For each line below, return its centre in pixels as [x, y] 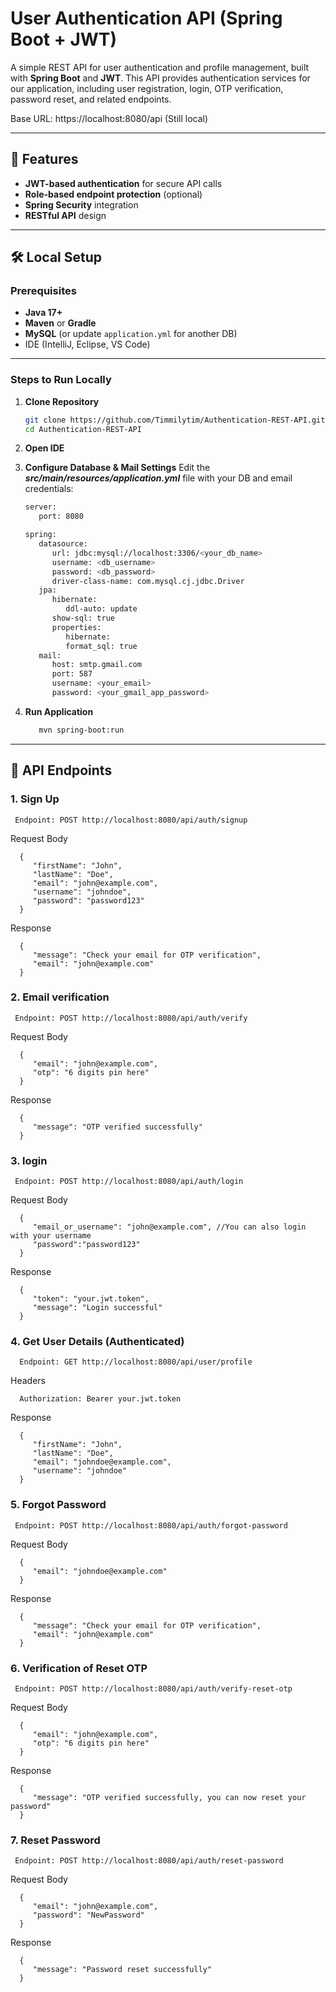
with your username [51, 1236]
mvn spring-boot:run [81, 730]
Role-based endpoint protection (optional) [113, 194]
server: [40, 507]
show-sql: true [83, 618]
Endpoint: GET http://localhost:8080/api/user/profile [136, 1362]
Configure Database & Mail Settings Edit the [117, 468]
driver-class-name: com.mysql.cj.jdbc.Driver [148, 581]
